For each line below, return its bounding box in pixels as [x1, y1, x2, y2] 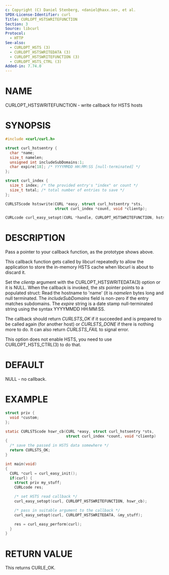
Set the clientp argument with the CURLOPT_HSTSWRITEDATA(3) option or [5, 279, 161, 285]
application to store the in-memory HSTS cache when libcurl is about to [5, 264, 154, 270]
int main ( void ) [5, 461, 37, 466]
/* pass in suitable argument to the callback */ [14, 508, 121, 513]
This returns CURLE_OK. [5, 565, 56, 571]
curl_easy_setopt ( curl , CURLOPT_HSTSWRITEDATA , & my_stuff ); [14, 512, 143, 517]
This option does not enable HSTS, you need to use [5, 336, 112, 342]
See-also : [5, 40, 26, 45]
